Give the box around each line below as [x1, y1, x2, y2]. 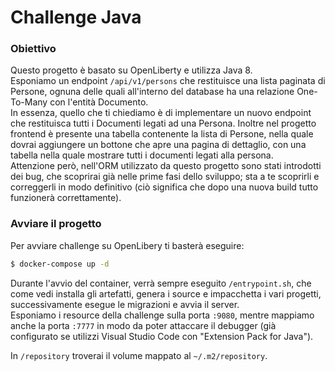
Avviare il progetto [10, 217, 102, 231]
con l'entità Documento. [49, 96, 149, 108]
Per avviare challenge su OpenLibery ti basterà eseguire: [10, 239, 245, 251]
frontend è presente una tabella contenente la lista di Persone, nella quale [10, 128, 314, 140]
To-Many [10, 96, 48, 108]
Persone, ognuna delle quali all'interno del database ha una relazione [10, 86, 295, 98]
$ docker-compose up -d [10, 259, 110, 269]
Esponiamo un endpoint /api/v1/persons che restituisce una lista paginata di [10, 75, 326, 87]
